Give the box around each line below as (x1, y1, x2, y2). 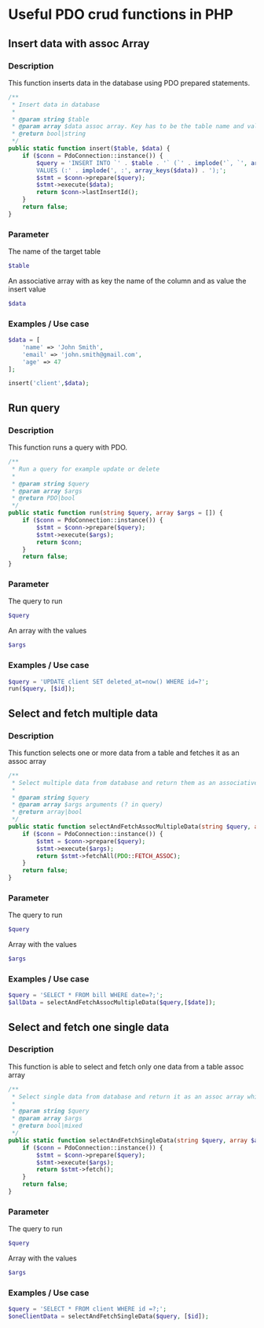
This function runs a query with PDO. (8, 442, 128, 453)
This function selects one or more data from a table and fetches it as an (8, 748, 240, 758)
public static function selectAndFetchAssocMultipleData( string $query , (8, 823, 251, 831)
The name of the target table (8, 247, 101, 256)
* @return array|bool (11, 808, 82, 816)
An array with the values (8, 626, 87, 636)
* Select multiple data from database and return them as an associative (11, 779, 258, 787)
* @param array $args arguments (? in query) (11, 801, 163, 809)
